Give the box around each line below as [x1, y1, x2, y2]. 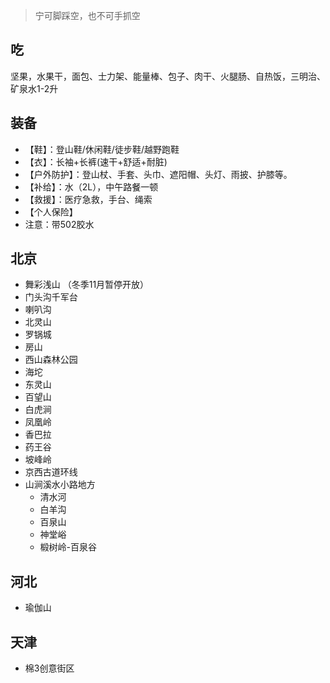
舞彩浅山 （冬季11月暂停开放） [24, 279, 150, 291]
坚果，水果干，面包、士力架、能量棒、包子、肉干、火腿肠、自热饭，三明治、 [10, 70, 326, 82]
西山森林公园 [24, 354, 78, 366]
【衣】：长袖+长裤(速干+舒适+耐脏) [24, 155, 168, 168]
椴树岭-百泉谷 [39, 541, 98, 553]
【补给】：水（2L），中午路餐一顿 [24, 180, 159, 193]
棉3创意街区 [24, 662, 75, 674]
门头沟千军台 [24, 291, 78, 303]
